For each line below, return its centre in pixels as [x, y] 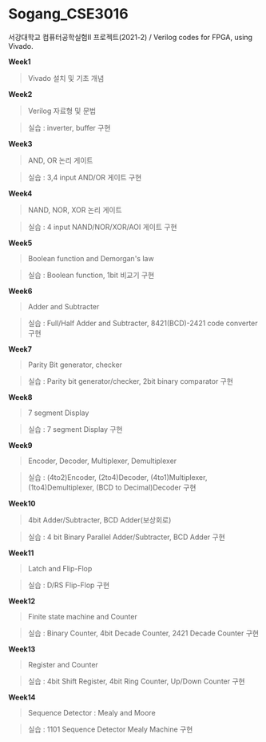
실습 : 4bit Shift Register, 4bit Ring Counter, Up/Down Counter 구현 [136, 681]
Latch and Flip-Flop [60, 568]
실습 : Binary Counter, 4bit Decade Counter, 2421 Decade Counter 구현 [143, 633]
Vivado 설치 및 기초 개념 [66, 78]
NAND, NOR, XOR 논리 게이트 [75, 210]
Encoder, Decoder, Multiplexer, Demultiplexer [102, 461]
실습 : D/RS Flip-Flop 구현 [69, 585]
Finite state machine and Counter [82, 616]
